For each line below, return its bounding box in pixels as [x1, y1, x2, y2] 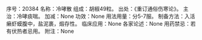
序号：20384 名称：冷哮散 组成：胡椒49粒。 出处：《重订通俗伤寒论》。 [6, 5, 182, 12]
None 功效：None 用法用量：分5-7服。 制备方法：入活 [60, 13, 195, 20]
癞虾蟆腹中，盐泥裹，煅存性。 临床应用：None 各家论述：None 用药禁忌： [6, 20, 191, 27]
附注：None [44, 27, 74, 35]
